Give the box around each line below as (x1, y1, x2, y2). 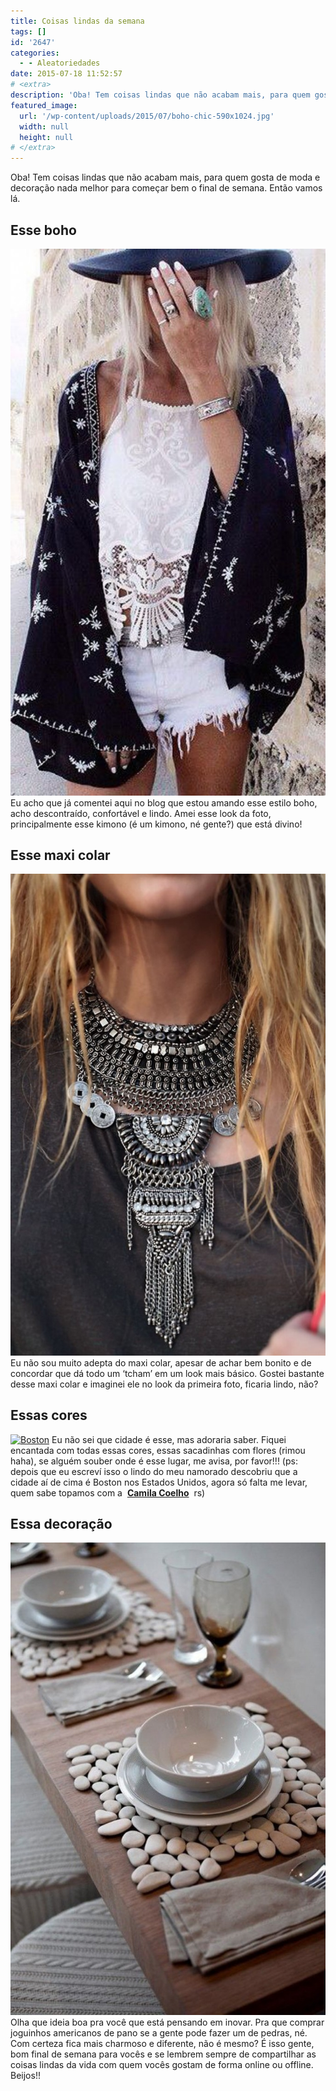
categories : (10, 48, 60, 58)
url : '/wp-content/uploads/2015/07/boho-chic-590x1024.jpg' (19, 111, 275, 121)
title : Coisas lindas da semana (10, 16, 145, 26)
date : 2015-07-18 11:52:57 (10, 69, 123, 79)
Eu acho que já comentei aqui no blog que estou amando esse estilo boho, (10, 796, 318, 809)
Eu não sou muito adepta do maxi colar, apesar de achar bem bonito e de (10, 1356, 312, 1369)
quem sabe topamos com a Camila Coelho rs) (10, 1486, 206, 1499)
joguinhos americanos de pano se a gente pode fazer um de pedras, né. (10, 2027, 308, 2039)
